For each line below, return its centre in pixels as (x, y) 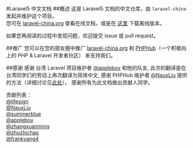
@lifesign (17, 101)
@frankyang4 (22, 139)
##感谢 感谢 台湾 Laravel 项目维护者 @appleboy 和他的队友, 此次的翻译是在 (96, 68)
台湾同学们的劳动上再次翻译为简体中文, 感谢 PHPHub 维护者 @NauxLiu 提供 (97, 75)
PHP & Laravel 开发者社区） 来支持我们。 (66, 55)
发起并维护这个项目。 (31, 16)
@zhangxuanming (28, 126)
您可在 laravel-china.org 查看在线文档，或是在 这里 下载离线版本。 (85, 23)
